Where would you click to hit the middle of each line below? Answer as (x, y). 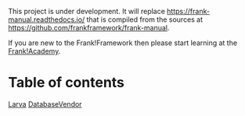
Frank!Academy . (34, 51)
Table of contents (67, 83)
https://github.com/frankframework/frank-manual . (89, 28)
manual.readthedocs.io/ (47, 19)
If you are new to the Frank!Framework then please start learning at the (122, 43)
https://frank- (188, 11)
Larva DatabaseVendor (45, 104)
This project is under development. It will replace (87, 11)
